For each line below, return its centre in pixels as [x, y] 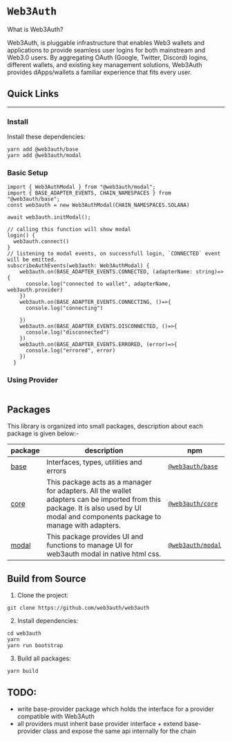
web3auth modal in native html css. [104, 554]
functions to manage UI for [90, 545]
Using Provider [33, 380]
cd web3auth [24, 634]
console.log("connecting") [64, 308]
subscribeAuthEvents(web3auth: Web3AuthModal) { [78, 266]
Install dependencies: [48, 621]
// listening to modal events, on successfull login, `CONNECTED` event [114, 254]
